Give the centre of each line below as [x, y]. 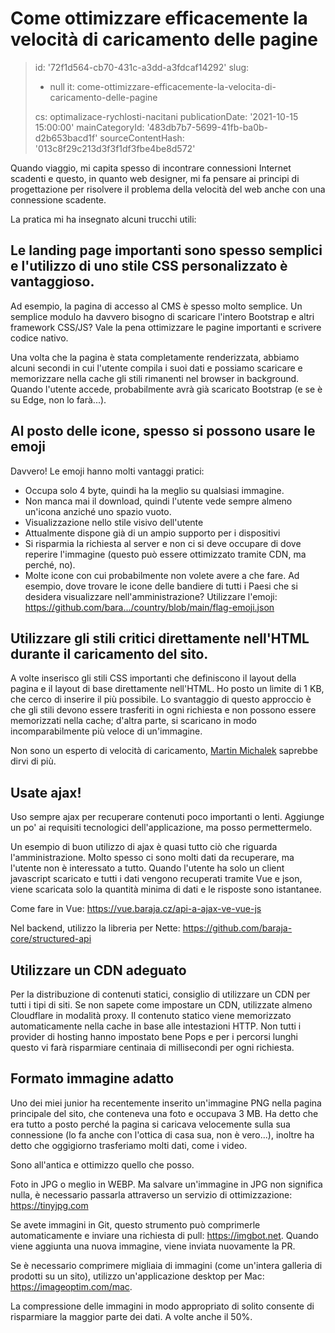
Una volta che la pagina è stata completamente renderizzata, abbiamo [155, 357]
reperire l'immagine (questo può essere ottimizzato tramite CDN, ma [165, 554]
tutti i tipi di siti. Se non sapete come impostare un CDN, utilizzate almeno [161, 1005]
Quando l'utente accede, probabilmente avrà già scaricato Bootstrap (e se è [166, 389]
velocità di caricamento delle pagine [164, 39]
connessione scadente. [58, 199]
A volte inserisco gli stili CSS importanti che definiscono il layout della [153, 678]
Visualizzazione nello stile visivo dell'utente [114, 522]
